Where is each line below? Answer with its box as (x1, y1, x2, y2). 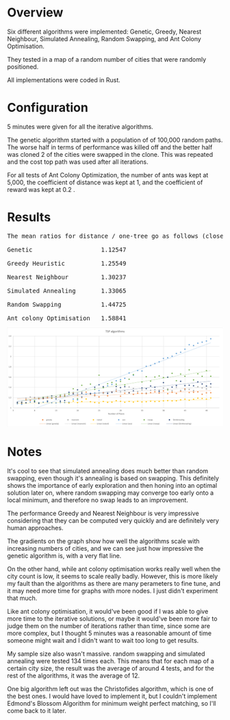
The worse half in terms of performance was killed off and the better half (7, 142, 213, 151)
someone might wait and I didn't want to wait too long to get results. (7, 636, 199, 645)
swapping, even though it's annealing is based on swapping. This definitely (7, 474, 219, 482)
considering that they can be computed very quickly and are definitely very (7, 516, 219, 525)
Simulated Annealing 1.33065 (7, 286, 127, 295)
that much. (7, 594, 38, 602)
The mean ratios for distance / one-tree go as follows (7, 232, 199, 240)
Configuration (7, 100, 89, 116)
